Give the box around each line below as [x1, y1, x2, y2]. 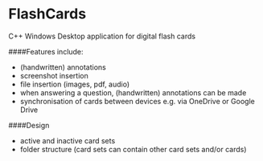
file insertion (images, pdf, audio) [19, 79, 130, 89]
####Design [8, 120, 50, 130]
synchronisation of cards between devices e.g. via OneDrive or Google [19, 96, 255, 106]
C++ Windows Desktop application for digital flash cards [8, 31, 195, 41]
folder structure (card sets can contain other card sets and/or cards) [19, 144, 247, 154]
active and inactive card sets [19, 135, 116, 145]
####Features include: [8, 46, 84, 56]
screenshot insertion [19, 70, 88, 80]
